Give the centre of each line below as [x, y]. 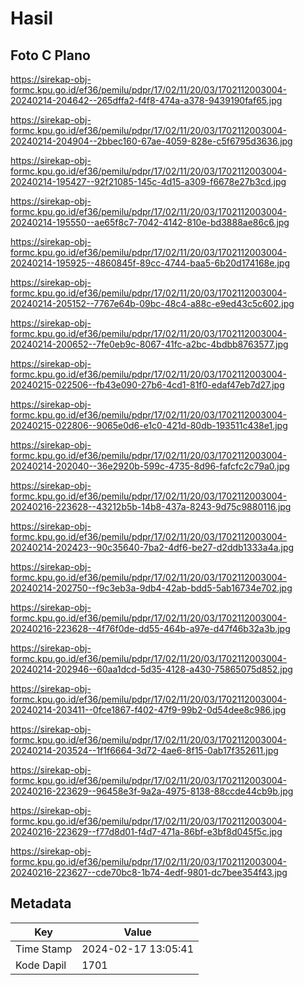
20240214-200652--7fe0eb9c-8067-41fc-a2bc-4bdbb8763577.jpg [149, 344]
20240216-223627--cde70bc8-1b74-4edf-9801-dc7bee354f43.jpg [149, 872]
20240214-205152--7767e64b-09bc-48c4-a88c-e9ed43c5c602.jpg [152, 303]
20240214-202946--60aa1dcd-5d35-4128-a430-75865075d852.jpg [151, 669]
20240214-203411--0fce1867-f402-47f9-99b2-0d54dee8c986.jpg [148, 710]
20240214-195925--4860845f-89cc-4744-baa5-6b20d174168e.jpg [150, 263]
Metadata [41, 903]
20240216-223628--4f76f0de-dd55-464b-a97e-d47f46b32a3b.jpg [150, 628]
